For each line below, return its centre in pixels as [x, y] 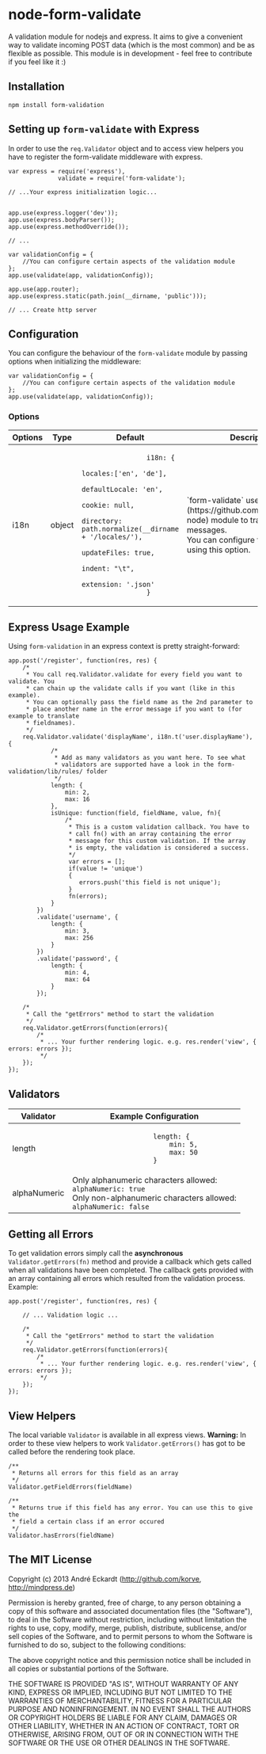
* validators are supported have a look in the [134, 765]
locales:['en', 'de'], [125, 473]
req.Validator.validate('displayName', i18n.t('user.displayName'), [138, 737]
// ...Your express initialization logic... [83, 192]
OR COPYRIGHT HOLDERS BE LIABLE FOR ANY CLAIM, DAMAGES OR [123, 1718]
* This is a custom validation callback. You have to [159, 827]
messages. [207, 530]
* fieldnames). [51, 723]
